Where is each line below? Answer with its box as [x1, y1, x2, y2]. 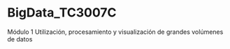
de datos [7, 35, 33, 43]
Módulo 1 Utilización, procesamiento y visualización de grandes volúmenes [7, 28, 224, 36]
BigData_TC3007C [7, 5, 117, 21]
